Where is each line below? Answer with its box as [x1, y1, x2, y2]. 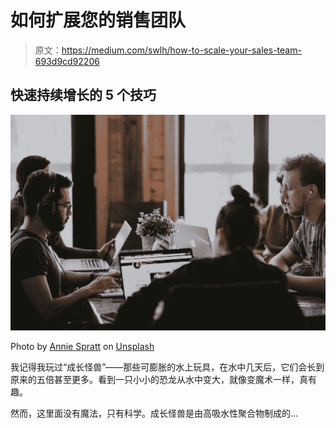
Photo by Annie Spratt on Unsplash [10, 340, 155, 352]
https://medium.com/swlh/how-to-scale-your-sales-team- [61, 44, 302, 56]
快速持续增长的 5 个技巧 [10, 87, 157, 104]
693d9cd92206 [34, 55, 100, 67]
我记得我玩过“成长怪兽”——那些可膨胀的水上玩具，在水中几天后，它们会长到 [10, 361, 325, 373]
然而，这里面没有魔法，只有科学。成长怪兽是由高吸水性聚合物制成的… [10, 407, 299, 419]
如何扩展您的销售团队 [10, 9, 187, 32]
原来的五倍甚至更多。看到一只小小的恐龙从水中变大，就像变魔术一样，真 [10, 373, 308, 385]
